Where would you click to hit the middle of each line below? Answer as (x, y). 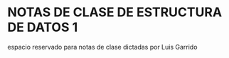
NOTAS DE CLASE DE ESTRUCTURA (115, 12)
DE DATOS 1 (43, 27)
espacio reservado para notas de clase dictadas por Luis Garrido (102, 47)
